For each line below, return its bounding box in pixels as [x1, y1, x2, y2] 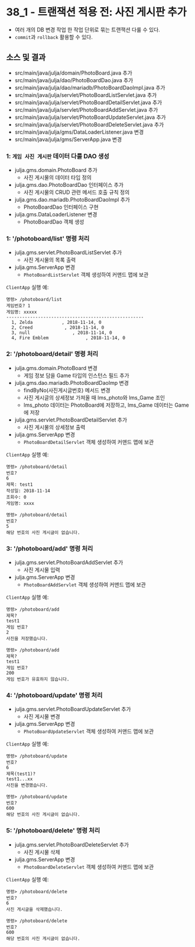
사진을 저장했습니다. [6, 635, 48, 641]
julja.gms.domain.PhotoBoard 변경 [14, 364, 97, 371]
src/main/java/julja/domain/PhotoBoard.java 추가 [14, 69, 133, 76]
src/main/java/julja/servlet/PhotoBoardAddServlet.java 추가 [14, 106, 158, 113]
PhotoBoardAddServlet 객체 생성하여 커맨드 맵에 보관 [23, 580, 146, 588]
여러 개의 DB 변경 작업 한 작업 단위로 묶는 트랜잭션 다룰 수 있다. [14, 26, 161, 33]
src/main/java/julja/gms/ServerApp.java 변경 [14, 135, 122, 142]
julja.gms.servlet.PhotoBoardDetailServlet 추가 [14, 416, 128, 423]
